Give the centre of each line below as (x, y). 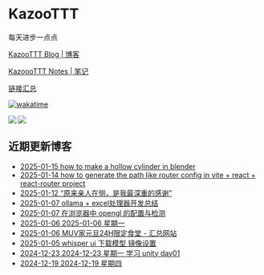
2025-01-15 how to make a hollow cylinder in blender (108, 166)
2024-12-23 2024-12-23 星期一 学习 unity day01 (100, 253)
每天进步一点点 (33, 37)
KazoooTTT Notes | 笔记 (49, 71)
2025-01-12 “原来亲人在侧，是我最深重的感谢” (96, 192)
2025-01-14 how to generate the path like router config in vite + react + (138, 175)
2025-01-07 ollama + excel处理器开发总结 (89, 203)
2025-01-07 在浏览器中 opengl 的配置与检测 (93, 212)
